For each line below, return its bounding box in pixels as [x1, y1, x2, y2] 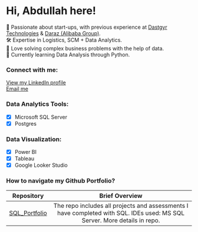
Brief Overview [99, 192, 143, 200]
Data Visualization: [6, 135, 62, 143]
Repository [12, 192, 44, 200]
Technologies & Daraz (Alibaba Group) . [6, 29, 101, 36]
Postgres [14, 120, 37, 127]
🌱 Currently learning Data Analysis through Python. [6, 51, 130, 58]
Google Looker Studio [14, 162, 68, 169]
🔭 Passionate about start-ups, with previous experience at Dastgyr [6, 23, 168, 31]
